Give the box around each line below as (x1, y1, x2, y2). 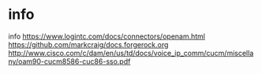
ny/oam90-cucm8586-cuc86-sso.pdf (8, 57, 131, 66)
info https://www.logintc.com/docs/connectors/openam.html (8, 31, 205, 41)
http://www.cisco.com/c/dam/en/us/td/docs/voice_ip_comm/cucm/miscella (8, 48, 254, 57)
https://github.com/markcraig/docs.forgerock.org (8, 39, 169, 49)
